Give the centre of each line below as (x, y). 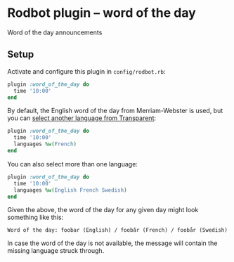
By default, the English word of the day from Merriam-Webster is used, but (115, 111)
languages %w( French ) (45, 144)
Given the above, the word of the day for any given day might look (103, 210)
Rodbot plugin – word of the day (102, 13)
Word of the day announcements (55, 32)
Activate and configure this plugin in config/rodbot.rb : (86, 71)
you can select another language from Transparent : (82, 118)
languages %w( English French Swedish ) (71, 190)
